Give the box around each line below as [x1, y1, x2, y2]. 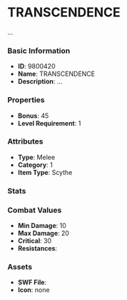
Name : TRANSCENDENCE [17, 69, 95, 79]
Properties [7, 95, 45, 105]
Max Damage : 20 [17, 229, 70, 238]
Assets [7, 261, 33, 271]
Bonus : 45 [17, 111, 49, 120]
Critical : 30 [17, 236, 52, 245]
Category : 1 [17, 160, 54, 169]
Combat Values [7, 205, 62, 215]
